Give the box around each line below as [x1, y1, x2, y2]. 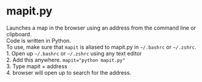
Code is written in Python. [6, 37, 71, 44]
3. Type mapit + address [6, 62, 68, 70]
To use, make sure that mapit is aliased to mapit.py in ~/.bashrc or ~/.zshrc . [6, 43, 197, 51]
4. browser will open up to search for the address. [6, 69, 132, 76]
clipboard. [6, 30, 32, 37]
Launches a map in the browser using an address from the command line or [6, 24, 197, 31]
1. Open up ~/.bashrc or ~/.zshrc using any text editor [6, 49, 142, 57]
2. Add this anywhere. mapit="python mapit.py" [6, 56, 126, 63]
